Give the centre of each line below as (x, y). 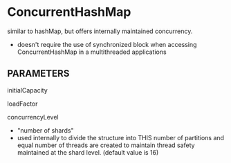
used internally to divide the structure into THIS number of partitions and (121, 137)
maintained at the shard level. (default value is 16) (88, 152)
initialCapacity (28, 90)
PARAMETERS (38, 74)
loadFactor (22, 104)
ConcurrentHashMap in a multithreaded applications (92, 52)
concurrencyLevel (33, 117)
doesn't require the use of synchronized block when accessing (107, 44)
